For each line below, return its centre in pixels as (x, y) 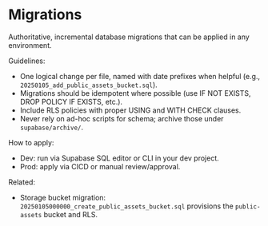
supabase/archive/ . (52, 127)
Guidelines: (27, 61)
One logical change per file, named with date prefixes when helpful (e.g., (140, 76)
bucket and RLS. (71, 214)
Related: (22, 182)
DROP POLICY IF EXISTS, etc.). (71, 101)
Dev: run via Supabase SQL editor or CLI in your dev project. (119, 158)
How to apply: (31, 142)
